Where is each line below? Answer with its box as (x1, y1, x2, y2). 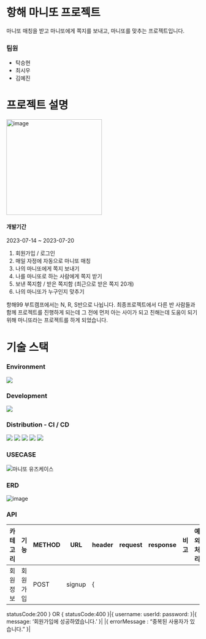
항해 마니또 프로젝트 (6, 6, 101, 20)
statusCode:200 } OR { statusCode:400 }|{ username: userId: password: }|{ (6, 611, 197, 618)
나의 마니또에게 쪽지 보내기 (15, 265, 80, 272)
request (119, 541, 143, 549)
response (148, 541, 177, 549)
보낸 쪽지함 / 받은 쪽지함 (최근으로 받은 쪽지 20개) (15, 280, 134, 288)
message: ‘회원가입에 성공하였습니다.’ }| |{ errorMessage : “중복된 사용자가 (6, 618, 189, 625)
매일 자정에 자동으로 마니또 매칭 (15, 257, 91, 265)
